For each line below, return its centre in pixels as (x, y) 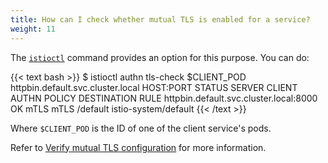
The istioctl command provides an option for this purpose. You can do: (160, 57)
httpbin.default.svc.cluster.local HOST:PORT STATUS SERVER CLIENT (154, 87)
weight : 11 (33, 29)
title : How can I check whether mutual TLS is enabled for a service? (160, 19)
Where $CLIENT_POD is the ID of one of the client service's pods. (141, 128)
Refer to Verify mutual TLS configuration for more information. (138, 147)
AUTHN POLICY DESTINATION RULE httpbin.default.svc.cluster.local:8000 (164, 98)
